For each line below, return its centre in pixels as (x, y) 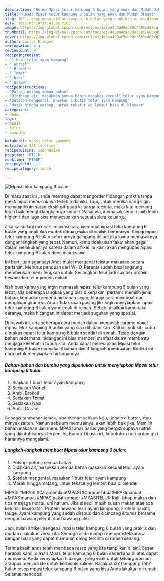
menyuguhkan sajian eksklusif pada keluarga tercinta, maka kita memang (79, 207)
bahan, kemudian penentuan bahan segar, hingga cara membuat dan (74, 298)
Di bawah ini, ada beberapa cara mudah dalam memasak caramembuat (77, 323)
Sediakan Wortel (29, 388)
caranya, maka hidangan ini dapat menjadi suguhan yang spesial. (71, 313)
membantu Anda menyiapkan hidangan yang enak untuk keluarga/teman (78, 558)
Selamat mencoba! (24, 574)
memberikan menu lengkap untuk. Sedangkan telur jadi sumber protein (76, 273)
